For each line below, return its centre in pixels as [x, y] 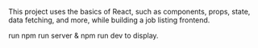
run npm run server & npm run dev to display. [83, 36]
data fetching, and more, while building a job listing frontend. [109, 20]
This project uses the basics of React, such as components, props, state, [129, 12]
